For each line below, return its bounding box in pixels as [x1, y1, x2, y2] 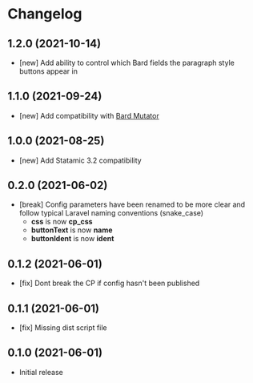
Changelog [7, 5, 82, 23]
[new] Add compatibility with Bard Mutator [18, 111, 159, 120]
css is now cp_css [30, 217, 93, 227]
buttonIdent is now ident [30, 234, 114, 244]
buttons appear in [18, 67, 78, 76]
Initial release [18, 367, 63, 377]
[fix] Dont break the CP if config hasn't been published [18, 278, 200, 288]
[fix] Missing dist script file [18, 323, 107, 333]
